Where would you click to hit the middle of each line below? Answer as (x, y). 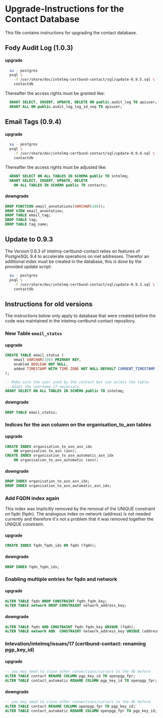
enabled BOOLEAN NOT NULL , (41, 365)
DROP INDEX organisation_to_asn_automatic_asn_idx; (58, 486)
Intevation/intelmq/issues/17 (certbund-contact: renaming (76, 644)
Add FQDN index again (32, 498)
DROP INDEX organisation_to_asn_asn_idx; (48, 481)
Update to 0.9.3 (29, 239)
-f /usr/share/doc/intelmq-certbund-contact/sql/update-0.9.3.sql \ (84, 285)
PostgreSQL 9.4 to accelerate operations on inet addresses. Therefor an (77, 256)
